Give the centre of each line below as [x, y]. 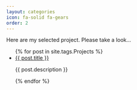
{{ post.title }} [32, 58]
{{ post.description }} [41, 70]
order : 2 [17, 23]
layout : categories [31, 12]
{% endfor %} [32, 81]
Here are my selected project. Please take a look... [69, 40]
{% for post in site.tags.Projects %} [59, 52]
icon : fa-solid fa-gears [37, 17]
